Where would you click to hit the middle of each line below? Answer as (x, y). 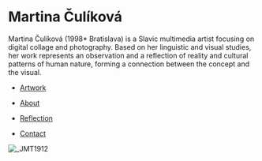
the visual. (25, 72)
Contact (32, 133)
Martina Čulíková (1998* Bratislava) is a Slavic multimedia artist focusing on (131, 39)
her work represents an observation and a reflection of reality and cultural (128, 55)
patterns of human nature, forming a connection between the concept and (129, 64)
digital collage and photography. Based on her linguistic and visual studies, (130, 47)
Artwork (33, 88)
